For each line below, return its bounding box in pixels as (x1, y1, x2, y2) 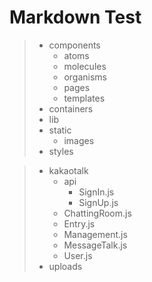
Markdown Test (9, 6, 142, 29)
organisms (63, 71, 107, 83)
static (48, 124, 72, 136)
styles (48, 145, 74, 157)
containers (48, 102, 94, 115)
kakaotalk (48, 164, 89, 176)
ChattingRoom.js (63, 207, 132, 219)
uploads (48, 260, 83, 272)
